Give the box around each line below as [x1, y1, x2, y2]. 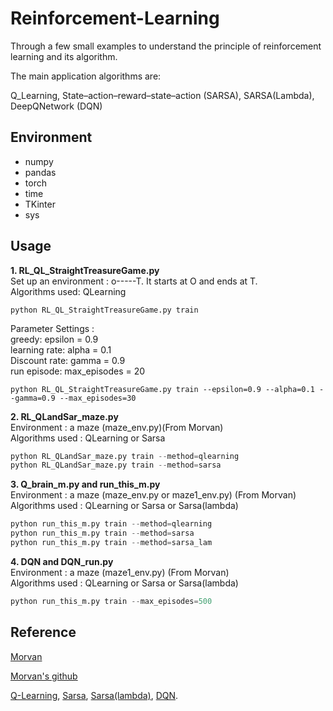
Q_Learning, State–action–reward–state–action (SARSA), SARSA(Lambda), [10, 89, 315, 101]
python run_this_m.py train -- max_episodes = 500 [10, 596, 213, 606]
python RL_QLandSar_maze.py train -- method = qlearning [10, 451, 240, 461]
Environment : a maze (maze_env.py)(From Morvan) [10, 421, 224, 433]
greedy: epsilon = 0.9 [10, 333, 99, 345]
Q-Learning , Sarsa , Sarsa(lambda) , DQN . [10, 689, 179, 701]
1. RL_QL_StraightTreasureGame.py [10, 264, 160, 276]
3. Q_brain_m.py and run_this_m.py [10, 478, 161, 491]
